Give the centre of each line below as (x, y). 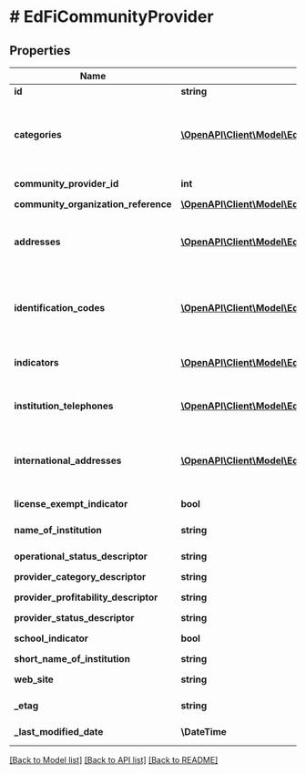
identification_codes (60, 308)
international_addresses (68, 460)
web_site (34, 679)
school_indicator (51, 638)
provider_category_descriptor (80, 577)
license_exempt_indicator (71, 504)
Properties (40, 51)
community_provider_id (66, 184)
